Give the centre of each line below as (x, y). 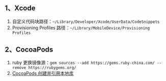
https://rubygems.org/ (52, 68)
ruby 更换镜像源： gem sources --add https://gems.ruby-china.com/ (83, 63)
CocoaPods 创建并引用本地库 (43, 73)
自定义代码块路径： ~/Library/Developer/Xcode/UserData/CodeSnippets (86, 21)
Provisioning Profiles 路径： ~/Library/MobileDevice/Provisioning (81, 27)
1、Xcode (20, 8)
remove (19, 68)
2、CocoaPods (29, 50)
